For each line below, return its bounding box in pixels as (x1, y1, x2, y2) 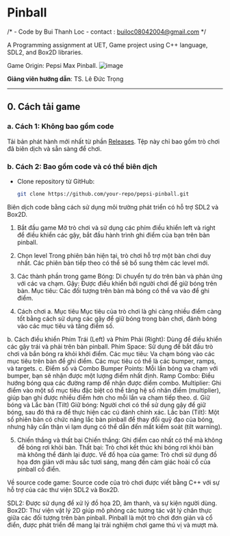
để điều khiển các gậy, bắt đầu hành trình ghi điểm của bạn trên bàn (16, 231, 210, 239)
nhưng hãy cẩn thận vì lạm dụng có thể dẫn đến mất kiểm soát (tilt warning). (7, 422, 222, 430)
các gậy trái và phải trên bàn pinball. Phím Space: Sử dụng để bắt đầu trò (7, 342, 214, 351)
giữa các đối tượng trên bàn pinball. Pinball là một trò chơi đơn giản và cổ (7, 513, 214, 522)
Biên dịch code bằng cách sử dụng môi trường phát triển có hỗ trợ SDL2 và (7, 202, 219, 211)
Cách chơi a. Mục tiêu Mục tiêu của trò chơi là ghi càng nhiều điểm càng (16, 307, 222, 315)
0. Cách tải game (7, 101, 81, 113)
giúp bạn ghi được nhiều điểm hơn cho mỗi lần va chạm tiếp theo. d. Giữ (7, 393, 210, 401)
